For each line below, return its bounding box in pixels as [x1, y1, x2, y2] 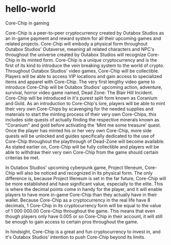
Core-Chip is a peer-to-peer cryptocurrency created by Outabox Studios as [5, 30, 164, 36]
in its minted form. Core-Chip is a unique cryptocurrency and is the [16, 57, 157, 63]
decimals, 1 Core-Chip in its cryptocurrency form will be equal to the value [5, 202, 162, 208]
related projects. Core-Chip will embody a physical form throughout [5, 40, 148, 46]
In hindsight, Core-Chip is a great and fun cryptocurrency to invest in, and [5, 228, 161, 235]
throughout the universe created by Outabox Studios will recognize [5, 52, 146, 58]
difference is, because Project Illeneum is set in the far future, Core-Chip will [5, 175, 166, 181]
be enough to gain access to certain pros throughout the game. [5, 218, 139, 225]
